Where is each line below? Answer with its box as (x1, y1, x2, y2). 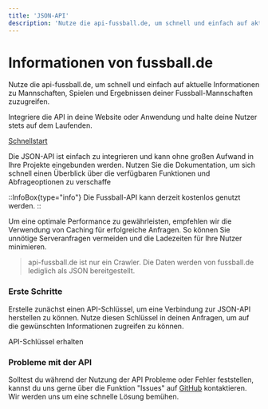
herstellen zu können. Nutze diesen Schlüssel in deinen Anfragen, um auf (8, 312, 250, 322)
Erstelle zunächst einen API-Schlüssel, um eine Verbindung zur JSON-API (8, 304, 251, 314)
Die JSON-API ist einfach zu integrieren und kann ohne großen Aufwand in (8, 152, 254, 161)
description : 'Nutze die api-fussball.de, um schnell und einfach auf (8, 19, 248, 27)
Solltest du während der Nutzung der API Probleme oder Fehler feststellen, (8, 375, 254, 384)
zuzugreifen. (8, 97, 50, 106)
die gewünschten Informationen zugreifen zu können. (8, 321, 184, 331)
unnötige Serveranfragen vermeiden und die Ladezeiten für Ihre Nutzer (8, 233, 242, 244)
